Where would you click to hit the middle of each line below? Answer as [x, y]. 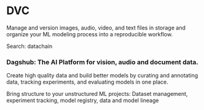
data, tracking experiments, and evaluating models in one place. [87, 82]
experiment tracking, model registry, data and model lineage [83, 100]
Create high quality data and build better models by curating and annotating [102, 76]
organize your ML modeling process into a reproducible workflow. [90, 34]
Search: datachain [29, 46]
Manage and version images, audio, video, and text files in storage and [96, 28]
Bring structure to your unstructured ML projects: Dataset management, [97, 94]
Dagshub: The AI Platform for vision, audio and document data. [102, 62]
